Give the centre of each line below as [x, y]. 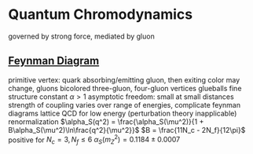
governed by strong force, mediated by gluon [81, 36]
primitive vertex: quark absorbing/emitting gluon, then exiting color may [124, 79]
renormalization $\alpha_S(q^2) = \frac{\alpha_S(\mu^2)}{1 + [106, 121]
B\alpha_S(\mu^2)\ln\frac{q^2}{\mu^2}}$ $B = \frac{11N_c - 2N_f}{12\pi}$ [127, 130]
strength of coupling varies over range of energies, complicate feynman [125, 104]
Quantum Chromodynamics [101, 15]
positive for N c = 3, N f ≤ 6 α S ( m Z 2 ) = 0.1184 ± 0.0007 [94, 140]
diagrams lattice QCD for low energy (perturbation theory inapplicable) [123, 113]
